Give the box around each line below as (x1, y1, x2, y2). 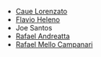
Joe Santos (15, 23, 52, 32)
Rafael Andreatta (15, 31, 70, 41)
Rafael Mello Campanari (15, 40, 93, 49)
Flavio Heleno (15, 15, 60, 24)
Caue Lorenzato (15, 7, 68, 16)
